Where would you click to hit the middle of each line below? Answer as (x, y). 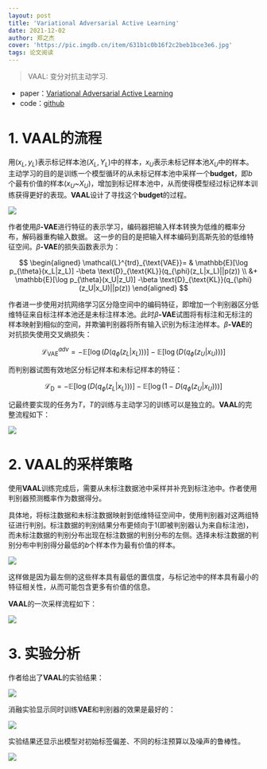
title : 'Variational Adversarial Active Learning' (94, 23)
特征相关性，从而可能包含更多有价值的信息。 (81, 587)
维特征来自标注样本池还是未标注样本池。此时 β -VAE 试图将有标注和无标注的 (130, 314)
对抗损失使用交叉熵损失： (50, 334)
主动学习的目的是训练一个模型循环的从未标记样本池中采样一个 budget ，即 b (130, 173)
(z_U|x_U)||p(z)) (105, 288)
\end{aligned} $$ (160, 288)
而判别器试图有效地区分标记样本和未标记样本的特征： (95, 369)
